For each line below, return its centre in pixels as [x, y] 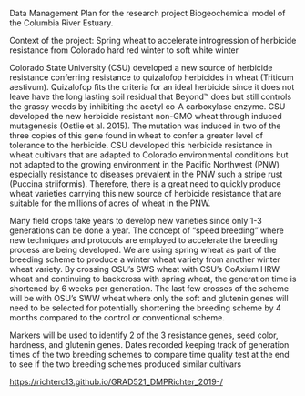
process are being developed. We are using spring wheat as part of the [143, 250]
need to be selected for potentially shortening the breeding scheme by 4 [146, 308]
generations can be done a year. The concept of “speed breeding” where [147, 230]
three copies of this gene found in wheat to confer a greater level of [137, 135]
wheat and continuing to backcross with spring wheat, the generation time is [153, 279]
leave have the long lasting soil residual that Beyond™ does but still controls [151, 96]
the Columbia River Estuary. [61, 23]
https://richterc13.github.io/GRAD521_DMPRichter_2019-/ [116, 382]
